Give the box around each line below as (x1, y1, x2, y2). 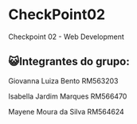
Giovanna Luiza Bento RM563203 (8, 76, 119, 85)
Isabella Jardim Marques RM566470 (8, 91, 127, 101)
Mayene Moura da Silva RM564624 (8, 107, 125, 116)
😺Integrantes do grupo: (8, 55, 130, 68)
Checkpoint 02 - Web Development (8, 32, 125, 41)
